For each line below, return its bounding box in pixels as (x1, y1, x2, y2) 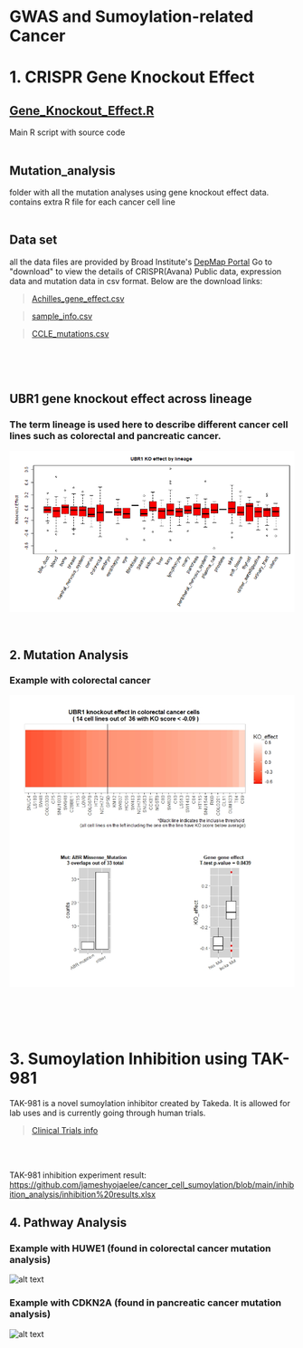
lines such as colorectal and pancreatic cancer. (9, 430, 222, 443)
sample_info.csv (31, 311, 93, 321)
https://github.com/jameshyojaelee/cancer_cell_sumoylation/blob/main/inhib (9, 1179, 295, 1190)
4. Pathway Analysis (9, 1215, 128, 1230)
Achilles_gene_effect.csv (31, 292, 125, 304)
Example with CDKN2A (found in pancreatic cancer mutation (9, 1296, 282, 1309)
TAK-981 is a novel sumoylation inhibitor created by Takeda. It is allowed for (9, 1097, 291, 1108)
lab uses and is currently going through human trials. (9, 1107, 206, 1118)
